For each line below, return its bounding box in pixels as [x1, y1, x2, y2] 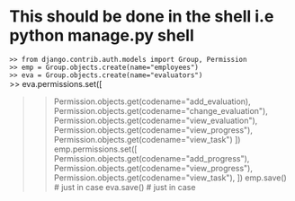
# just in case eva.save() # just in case [53, 181, 196, 192]
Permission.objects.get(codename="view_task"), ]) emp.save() [53, 172, 288, 183]
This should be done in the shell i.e [9, 6, 274, 27]
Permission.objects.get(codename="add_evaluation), [53, 96, 252, 107]
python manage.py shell [9, 25, 195, 46]
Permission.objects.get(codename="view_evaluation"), [53, 115, 258, 126]
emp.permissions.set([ [53, 144, 138, 154]
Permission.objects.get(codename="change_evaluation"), [53, 105, 268, 116]
